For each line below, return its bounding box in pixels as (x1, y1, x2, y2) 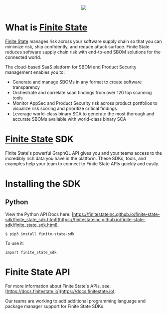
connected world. (5, 54, 41, 60)
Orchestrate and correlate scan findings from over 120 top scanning (12, 89, 152, 95)
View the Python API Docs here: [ (5, 211, 74, 217)
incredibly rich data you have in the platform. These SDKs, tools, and (5, 155, 146, 161)
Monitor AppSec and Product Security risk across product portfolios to (12, 100, 158, 106)
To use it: (5, 240, 24, 246)
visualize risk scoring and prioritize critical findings (12, 105, 117, 111)
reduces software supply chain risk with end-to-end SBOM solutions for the (5, 49, 161, 55)
